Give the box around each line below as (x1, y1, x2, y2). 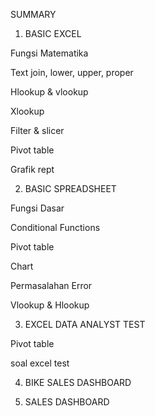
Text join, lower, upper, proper (10, 67, 134, 78)
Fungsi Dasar (10, 202, 65, 214)
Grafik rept (10, 164, 55, 175)
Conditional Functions (10, 222, 101, 233)
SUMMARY (10, 9, 57, 20)
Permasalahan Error (10, 280, 93, 291)
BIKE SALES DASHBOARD (24, 377, 132, 388)
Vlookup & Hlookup (10, 299, 90, 311)
